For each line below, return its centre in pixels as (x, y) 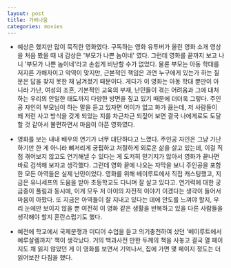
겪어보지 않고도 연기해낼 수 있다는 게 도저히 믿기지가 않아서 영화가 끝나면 (122, 157)
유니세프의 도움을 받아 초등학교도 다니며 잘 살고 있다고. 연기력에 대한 (122, 182)
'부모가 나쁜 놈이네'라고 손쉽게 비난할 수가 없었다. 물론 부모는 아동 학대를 (122, 64)
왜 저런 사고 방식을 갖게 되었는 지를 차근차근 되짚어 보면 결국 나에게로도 (113, 116)
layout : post (26, 13)
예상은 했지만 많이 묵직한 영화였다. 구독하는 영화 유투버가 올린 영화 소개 (113, 47)
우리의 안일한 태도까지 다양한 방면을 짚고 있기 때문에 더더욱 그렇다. (119, 99)
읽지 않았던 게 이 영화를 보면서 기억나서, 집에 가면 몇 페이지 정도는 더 (129, 249)
